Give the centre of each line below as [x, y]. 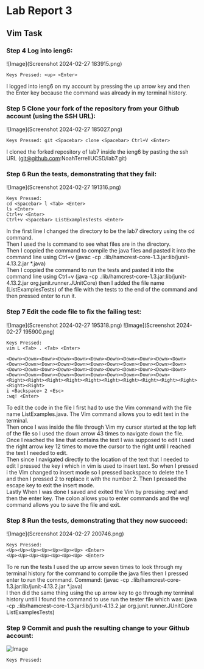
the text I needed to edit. [37, 453]
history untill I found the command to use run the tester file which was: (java [102, 599]
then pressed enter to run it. [41, 296]
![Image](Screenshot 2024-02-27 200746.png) [65, 534]
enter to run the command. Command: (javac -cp [68, 580]
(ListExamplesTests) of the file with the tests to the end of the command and [102, 290]
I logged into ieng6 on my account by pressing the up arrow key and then [98, 86]
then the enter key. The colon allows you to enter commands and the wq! [98, 498]
